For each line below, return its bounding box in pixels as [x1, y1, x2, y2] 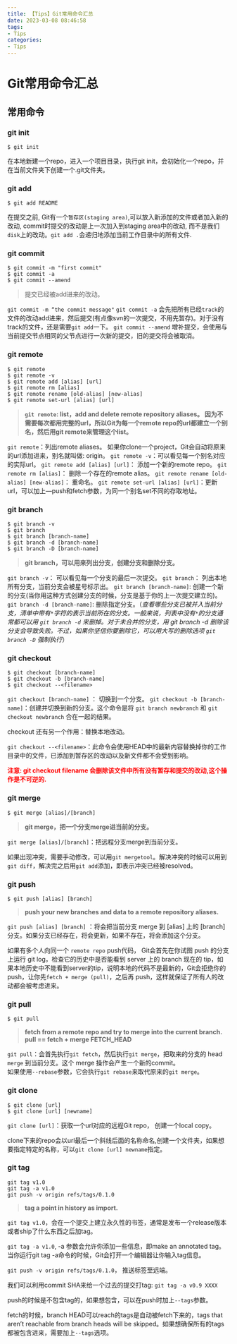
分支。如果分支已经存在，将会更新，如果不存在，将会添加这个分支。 [7, 931, 205, 939]
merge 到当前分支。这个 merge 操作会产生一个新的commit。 [7, 1059, 179, 1067]
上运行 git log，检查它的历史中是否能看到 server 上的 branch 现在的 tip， [7, 955, 218, 963]
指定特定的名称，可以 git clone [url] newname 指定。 [13, 1144, 167, 1154]
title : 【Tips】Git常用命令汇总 [7, 10, 94, 18]
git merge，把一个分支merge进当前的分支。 [24, 823, 153, 831]
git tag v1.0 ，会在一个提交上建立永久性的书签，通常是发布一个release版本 [7, 1218, 227, 1226]
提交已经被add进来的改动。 [24, 290, 104, 298]
